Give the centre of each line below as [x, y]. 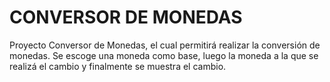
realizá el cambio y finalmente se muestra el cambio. [118, 66]
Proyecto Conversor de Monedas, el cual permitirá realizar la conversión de [165, 45]
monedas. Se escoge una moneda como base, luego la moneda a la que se [164, 55]
